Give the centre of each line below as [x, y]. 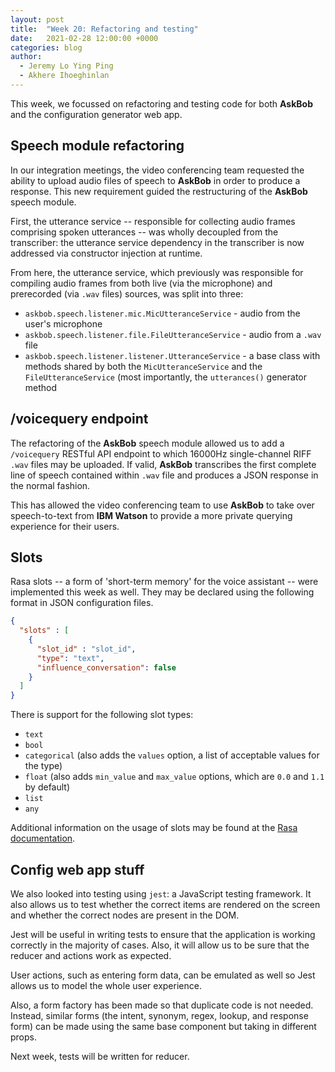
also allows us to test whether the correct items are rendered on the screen [165, 904]
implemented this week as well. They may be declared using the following [162, 592]
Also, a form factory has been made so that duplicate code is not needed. [162, 1005]
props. [23, 1037]
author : [26, 57]
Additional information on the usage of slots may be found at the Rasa [154, 828]
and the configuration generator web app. [96, 114]
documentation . [43, 838]
